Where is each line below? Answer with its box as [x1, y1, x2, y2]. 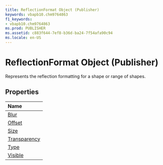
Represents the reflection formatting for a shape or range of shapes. [5, 73, 146, 79]
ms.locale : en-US [5, 35, 41, 40]
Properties [5, 88, 39, 96]
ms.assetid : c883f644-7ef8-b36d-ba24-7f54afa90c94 [5, 30, 113, 35]
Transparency [7, 135, 40, 142]
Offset [7, 119, 22, 126]
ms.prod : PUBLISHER [5, 26, 46, 31]
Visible [7, 151, 24, 158]
